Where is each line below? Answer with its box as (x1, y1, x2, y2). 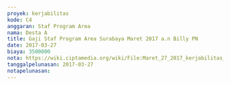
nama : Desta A (7, 29, 48, 36)
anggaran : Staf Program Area (7, 23, 91, 29)
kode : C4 (7, 16, 32, 23)
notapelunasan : (7, 67, 51, 74)
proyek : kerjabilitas (7, 10, 69, 17)
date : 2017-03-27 (7, 42, 57, 49)
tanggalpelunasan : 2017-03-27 (7, 61, 94, 68)
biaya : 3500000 (7, 49, 51, 56)
